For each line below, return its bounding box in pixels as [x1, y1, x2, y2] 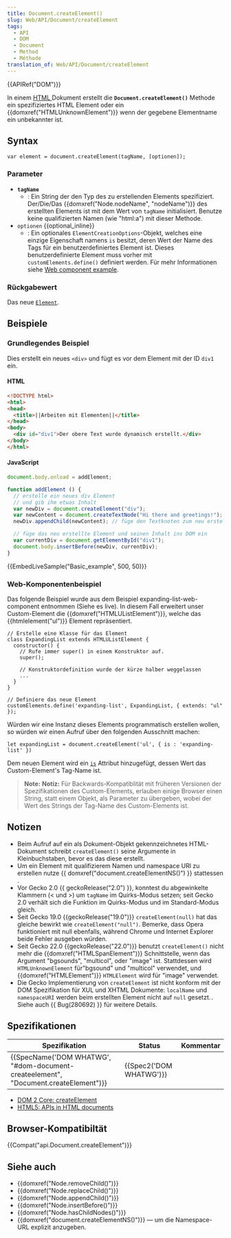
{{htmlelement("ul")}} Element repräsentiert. [7, 617, 133, 625]
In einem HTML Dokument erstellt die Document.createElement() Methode [7, 93, 215, 102]
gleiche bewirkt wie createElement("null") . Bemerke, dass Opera [16, 920, 204, 928]
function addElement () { [7, 486, 81, 493]
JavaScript [7, 458, 39, 467]
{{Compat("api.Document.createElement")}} [7, 1141, 133, 1149]
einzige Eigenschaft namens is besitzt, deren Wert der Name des [27, 236, 213, 244]
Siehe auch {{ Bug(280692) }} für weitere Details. [16, 1000, 158, 1008]
